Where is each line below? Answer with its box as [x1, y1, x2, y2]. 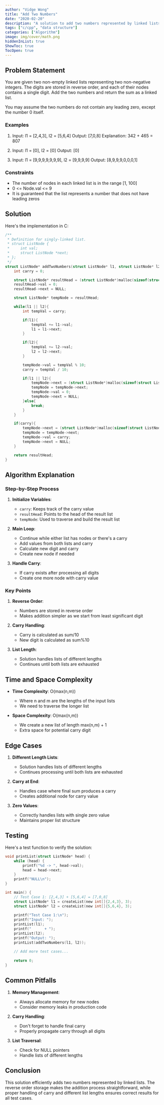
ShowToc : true [5, 44, 34, 48]
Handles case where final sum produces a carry [19, 788, 116, 794]
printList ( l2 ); [14, 931, 45, 936]
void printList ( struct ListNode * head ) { [5, 854, 91, 859]
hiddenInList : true [5, 39, 45, 44]
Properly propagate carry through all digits [19, 1028, 105, 1034]
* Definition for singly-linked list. [7, 237, 86, 242]
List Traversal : [12, 1038, 42, 1043]
